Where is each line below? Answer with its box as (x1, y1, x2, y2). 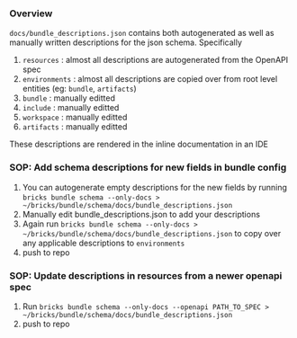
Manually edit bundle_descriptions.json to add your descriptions (22, 209, 261, 219)
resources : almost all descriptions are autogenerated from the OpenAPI (22, 55, 289, 66)
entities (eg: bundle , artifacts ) (22, 84, 137, 94)
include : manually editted (22, 102, 120, 113)
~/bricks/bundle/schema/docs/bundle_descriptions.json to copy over (22, 227, 282, 238)
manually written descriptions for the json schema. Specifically (9, 37, 243, 48)
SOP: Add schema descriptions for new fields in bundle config (9, 161, 287, 173)
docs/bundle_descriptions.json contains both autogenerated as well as (9, 28, 274, 39)
